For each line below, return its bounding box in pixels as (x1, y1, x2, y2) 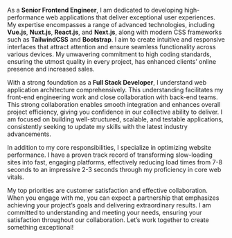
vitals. (7, 173, 24, 181)
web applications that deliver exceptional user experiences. (46, 13, 216, 22)
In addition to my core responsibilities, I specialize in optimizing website (7, 144, 211, 151)
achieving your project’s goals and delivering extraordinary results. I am (7, 201, 211, 209)
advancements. (7, 130, 52, 138)
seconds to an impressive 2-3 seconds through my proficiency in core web (7, 166, 222, 173)
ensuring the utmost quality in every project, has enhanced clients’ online (7, 58, 217, 65)
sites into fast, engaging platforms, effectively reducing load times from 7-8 (7, 158, 223, 166)
